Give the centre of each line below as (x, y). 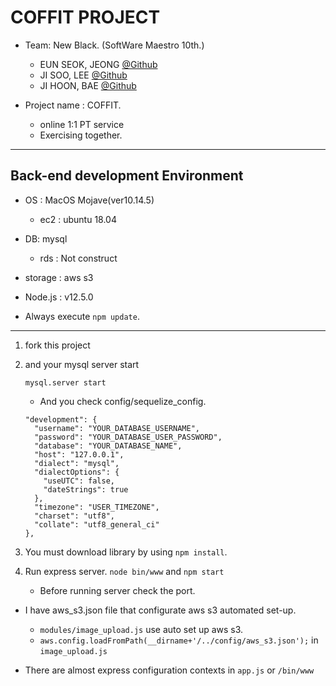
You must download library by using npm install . (126, 552)
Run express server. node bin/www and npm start (124, 571)
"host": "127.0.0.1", (79, 454)
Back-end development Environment (127, 176)
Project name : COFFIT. (73, 105)
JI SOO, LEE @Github (83, 75)
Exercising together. (81, 135)
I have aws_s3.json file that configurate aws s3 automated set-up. (160, 610)
